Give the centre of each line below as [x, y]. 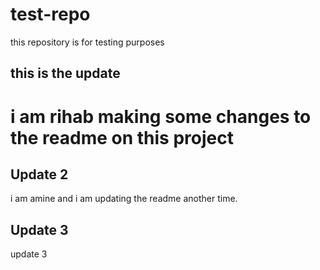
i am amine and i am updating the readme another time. [124, 199]
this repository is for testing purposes [87, 42]
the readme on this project [122, 137]
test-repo [50, 14]
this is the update [65, 73]
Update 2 [39, 174]
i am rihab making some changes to [161, 116]
